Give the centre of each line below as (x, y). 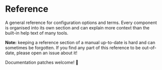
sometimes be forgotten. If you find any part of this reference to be (73, 47)
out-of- (149, 47)
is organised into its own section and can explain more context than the (77, 27)
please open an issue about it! (47, 53)
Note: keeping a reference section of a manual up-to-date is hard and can (80, 42)
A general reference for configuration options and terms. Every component (81, 23)
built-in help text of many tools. (37, 33)
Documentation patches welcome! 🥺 (42, 62)
